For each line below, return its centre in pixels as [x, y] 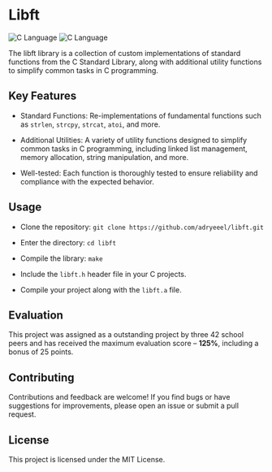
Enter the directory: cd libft [68, 242]
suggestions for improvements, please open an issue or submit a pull [124, 406]
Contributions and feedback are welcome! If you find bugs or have [119, 397]
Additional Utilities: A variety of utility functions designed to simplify [134, 140]
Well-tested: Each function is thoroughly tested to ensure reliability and [139, 173]
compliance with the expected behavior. [87, 181]
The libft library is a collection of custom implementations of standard [125, 53]
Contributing [41, 377]
